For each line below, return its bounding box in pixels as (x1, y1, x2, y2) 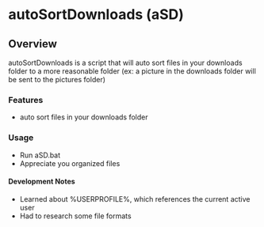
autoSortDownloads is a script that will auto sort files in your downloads (8, 58, 243, 67)
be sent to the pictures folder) (8, 75, 105, 84)
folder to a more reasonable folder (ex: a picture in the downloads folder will (8, 66, 256, 76)
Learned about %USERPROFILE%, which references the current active (19, 194, 251, 203)
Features (8, 94, 44, 105)
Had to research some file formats (19, 211, 132, 221)
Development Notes (8, 176, 75, 187)
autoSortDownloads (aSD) (8, 6, 185, 24)
